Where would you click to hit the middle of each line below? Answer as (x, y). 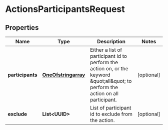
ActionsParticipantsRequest (65, 9)
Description (111, 42)
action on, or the (109, 68)
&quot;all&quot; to (111, 81)
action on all (104, 93)
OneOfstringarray (64, 75)
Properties (22, 28)
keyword (100, 75)
